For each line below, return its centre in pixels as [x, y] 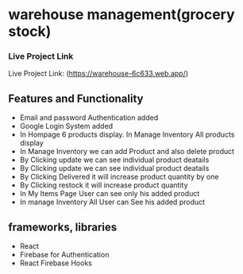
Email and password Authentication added [89, 118]
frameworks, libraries [63, 227]
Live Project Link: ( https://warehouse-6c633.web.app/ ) [98, 74]
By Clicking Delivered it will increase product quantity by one [119, 177]
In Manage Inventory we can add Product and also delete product [127, 152]
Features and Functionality [76, 98]
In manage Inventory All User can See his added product [112, 202]
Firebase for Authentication [64, 255]
